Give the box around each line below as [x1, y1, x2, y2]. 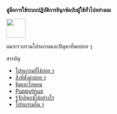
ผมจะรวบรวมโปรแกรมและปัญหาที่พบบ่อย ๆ [6, 43, 93, 50]
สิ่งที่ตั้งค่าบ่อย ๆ [15, 74, 46, 81]
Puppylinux [15, 87, 44, 95]
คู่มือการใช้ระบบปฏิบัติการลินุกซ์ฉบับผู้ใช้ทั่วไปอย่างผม [6, 7, 112, 13]
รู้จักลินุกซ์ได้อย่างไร [15, 94, 55, 101]
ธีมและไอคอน [15, 81, 43, 88]
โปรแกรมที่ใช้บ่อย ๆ [15, 67, 55, 74]
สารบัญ [6, 55, 21, 62]
